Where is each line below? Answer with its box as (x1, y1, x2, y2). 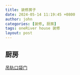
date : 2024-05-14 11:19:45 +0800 (5, 12, 75, 17)
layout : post (5, 30, 33, 35)
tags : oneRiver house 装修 (5, 26, 60, 31)
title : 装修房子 (5, 7, 36, 12)
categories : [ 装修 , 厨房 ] (5, 21, 57, 26)
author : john (5, 16, 33, 21)
